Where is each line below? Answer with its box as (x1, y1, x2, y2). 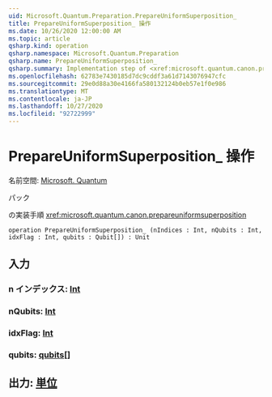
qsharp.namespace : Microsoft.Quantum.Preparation (8, 49, 180, 58)
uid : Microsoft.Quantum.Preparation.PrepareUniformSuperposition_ (8, 11, 237, 20)
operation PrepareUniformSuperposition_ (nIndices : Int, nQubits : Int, (8, 226, 263, 234)
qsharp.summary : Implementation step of (8, 65, 147, 73)
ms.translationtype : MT (8, 87, 89, 96)
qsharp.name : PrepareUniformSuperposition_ (8, 58, 158, 66)
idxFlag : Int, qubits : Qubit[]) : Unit (8, 233, 151, 241)
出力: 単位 (8, 376, 57, 390)
